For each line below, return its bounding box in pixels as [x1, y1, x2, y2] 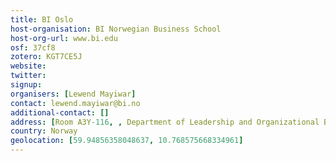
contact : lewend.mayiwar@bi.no [10, 98, 141, 108]
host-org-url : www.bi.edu [10, 33, 118, 43]
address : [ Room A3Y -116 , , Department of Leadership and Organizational [10, 117, 320, 127]
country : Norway [10, 126, 78, 136]
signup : [10, 80, 43, 90]
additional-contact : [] [10, 107, 110, 118]
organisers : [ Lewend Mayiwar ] [10, 89, 137, 99]
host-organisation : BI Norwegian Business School [10, 24, 222, 34]
